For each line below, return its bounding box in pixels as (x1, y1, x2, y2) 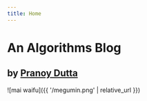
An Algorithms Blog (7, 39, 122, 55)
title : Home (7, 10, 41, 17)
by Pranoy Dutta (7, 67, 78, 80)
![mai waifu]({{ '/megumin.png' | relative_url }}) (7, 86, 141, 94)
